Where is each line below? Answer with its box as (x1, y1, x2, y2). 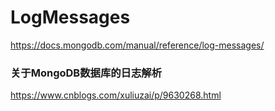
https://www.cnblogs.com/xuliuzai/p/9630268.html (10, 89, 222, 101)
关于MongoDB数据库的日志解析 (10, 66, 163, 80)
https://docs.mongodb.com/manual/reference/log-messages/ (10, 39, 265, 51)
